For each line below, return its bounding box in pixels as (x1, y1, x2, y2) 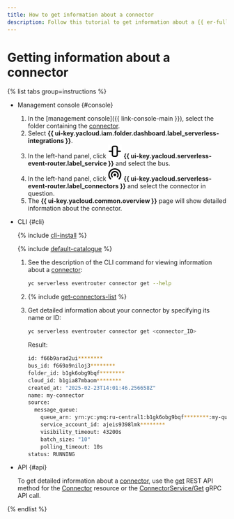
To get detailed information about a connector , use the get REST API (17, 476, 214, 485)
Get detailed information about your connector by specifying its (27, 306, 210, 315)
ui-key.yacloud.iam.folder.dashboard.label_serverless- (54, 129, 219, 137)
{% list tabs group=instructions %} (7, 87, 107, 96)
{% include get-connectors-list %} (27, 293, 127, 301)
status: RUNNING (27, 451, 75, 458)
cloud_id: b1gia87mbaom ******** (27, 377, 122, 384)
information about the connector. (27, 204, 123, 213)
